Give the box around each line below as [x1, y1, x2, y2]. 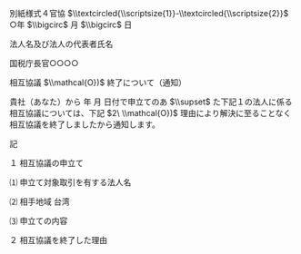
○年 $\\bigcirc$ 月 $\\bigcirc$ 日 [9, 19, 133, 30]
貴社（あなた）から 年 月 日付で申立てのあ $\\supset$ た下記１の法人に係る [9, 96, 293, 107]
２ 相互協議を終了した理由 [9, 235, 107, 245]
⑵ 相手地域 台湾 [9, 196, 70, 207]
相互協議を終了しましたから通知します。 [9, 119, 161, 130]
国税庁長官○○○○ [9, 58, 79, 68]
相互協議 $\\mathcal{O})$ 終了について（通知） [9, 77, 186, 88]
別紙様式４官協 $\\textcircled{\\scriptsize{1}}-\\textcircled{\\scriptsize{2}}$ [9, 8, 289, 18]
